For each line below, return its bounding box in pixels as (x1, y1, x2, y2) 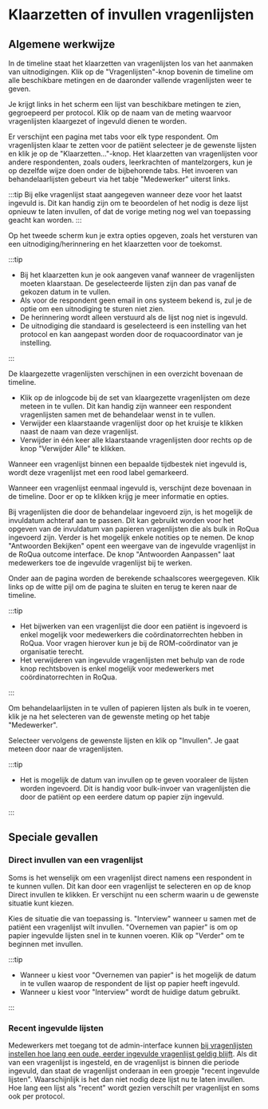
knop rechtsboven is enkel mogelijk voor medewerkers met (19, 664, 215, 673)
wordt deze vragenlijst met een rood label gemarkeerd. (8, 468, 189, 477)
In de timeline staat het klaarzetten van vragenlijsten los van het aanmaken (8, 58, 254, 68)
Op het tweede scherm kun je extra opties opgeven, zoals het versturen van (8, 231, 258, 240)
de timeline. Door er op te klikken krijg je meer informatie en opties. (8, 492, 230, 501)
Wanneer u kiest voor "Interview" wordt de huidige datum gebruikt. (19, 987, 241, 996)
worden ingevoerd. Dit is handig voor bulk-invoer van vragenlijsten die (19, 784, 251, 793)
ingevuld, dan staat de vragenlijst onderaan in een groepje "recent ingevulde (8, 1066, 260, 1075)
